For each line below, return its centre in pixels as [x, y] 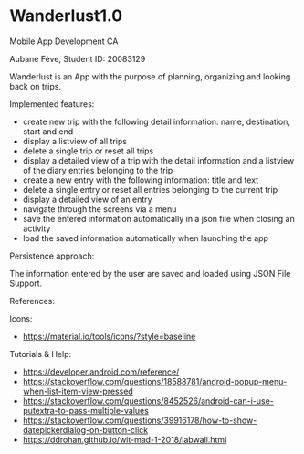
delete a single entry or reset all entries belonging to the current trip [150, 189]
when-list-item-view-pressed [78, 391]
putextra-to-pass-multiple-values [85, 410]
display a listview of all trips [75, 141]
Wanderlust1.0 [66, 16]
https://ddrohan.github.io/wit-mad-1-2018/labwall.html [125, 439]
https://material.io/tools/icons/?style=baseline [109, 336]
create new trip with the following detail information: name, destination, [156, 121]
